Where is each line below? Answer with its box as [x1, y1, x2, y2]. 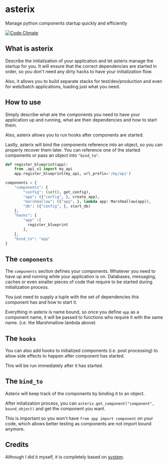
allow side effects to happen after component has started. [5, 353, 125, 359]
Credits [5, 440, 29, 449]
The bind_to [5, 377, 43, 386]
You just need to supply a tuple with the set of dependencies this [5, 294, 139, 300]
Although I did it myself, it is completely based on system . [5, 453, 124, 460]
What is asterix [5, 44, 54, 53]
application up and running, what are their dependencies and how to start [5, 117, 157, 123]
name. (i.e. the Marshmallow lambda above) [5, 320, 96, 326]
